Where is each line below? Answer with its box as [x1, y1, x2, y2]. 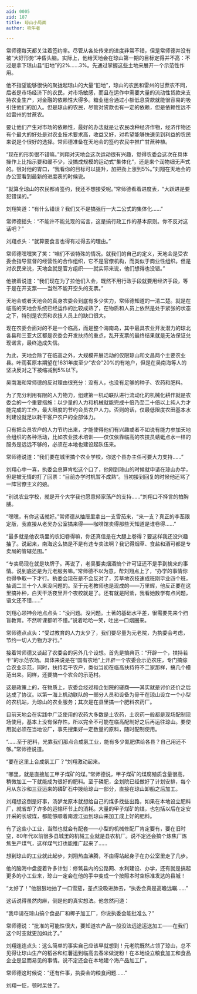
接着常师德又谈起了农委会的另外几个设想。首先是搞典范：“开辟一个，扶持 [6, 649, 184, 657]
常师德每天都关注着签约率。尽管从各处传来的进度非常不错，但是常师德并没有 [6, 47, 191, 54]
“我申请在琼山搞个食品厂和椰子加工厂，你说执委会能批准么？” [6, 910, 155, 917]
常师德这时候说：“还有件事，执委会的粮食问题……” [6, 969, 127, 976]
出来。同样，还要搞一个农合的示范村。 [11, 671, 104, 678]
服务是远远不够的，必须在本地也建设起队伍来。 [6, 441, 119, 448]
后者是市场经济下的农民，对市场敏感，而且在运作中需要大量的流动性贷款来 [6, 89, 186, 96]
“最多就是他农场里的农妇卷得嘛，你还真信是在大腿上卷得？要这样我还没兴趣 [6, 533, 189, 540]
